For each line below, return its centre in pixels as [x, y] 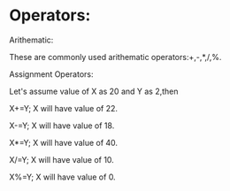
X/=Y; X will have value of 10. [62, 159]
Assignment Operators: [52, 74]
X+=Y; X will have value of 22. [63, 108]
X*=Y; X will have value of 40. [63, 142]
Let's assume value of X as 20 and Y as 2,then [94, 91]
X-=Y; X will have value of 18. [62, 126]
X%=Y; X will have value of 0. [63, 177]
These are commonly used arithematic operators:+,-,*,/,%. [115, 57]
